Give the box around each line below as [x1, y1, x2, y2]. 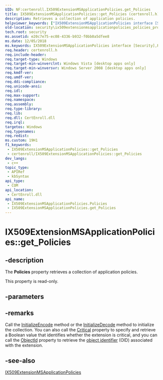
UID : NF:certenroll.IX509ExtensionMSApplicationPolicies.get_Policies [5, 7, 151, 12]
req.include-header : [5, 52, 47, 57]
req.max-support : [5, 93, 40, 98]
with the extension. [5, 343, 43, 348]
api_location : [5, 187, 34, 192]
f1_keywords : [5, 143, 32, 148]
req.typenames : [5, 129, 36, 134]
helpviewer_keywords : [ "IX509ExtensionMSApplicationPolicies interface [5, 20, 153, 26]
